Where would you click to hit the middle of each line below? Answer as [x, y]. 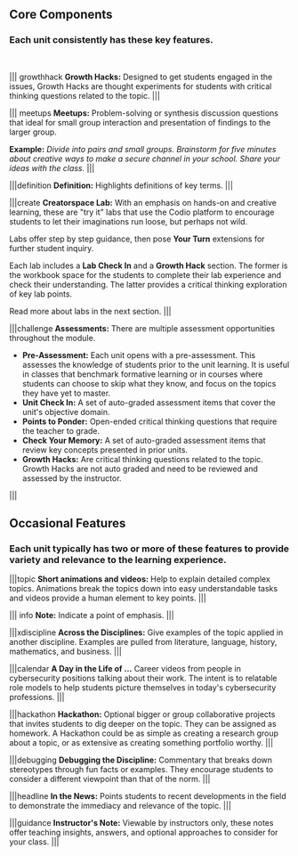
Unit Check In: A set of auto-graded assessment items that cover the [149, 402]
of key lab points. [41, 294]
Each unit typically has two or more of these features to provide [149, 549]
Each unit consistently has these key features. [111, 40]
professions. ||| [37, 697]
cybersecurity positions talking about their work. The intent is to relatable [143, 678]
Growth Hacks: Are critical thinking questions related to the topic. [143, 459]
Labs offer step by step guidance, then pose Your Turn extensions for [137, 239]
